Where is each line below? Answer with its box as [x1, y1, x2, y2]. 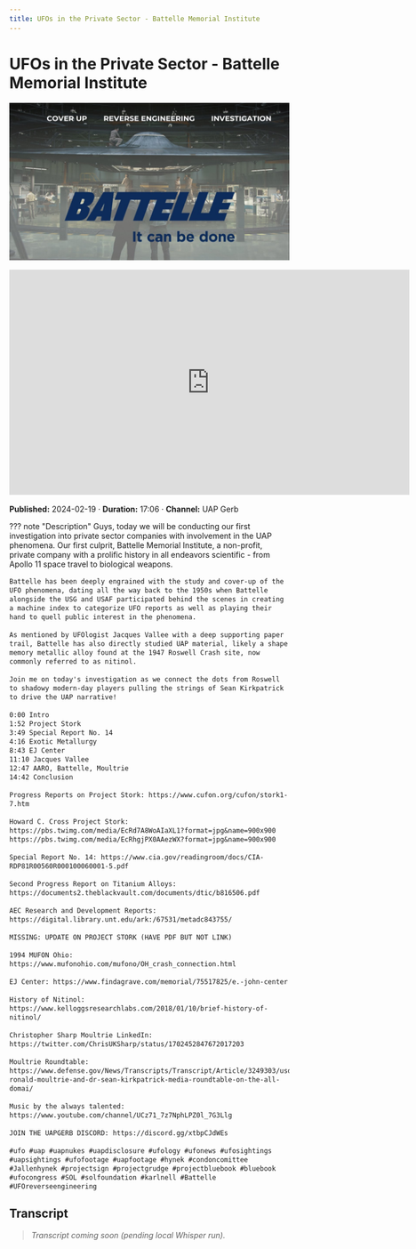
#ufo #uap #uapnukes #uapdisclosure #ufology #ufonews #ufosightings [9, 1147, 273, 1156]
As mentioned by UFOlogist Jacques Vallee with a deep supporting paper [9, 631, 284, 640]
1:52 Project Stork [9, 720, 82, 729]
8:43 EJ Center [9, 746, 66, 755]
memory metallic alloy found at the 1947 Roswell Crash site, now [9, 649, 260, 657]
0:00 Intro [9, 711, 50, 720]
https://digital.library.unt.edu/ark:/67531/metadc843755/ [9, 915, 233, 924]
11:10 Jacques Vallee [9, 755, 90, 764]
